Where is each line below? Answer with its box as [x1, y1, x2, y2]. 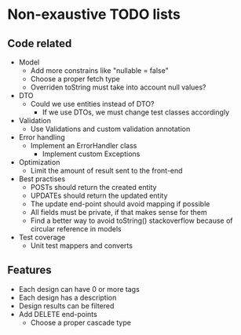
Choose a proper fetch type [30, 75, 121, 83]
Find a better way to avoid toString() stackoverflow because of [30, 216, 233, 225]
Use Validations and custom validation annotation [30, 124, 191, 133]
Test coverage [18, 233, 66, 242]
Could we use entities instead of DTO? [30, 100, 155, 108]
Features [7, 264, 52, 277]
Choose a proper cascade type [30, 318, 131, 327]
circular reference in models [30, 224, 122, 233]
